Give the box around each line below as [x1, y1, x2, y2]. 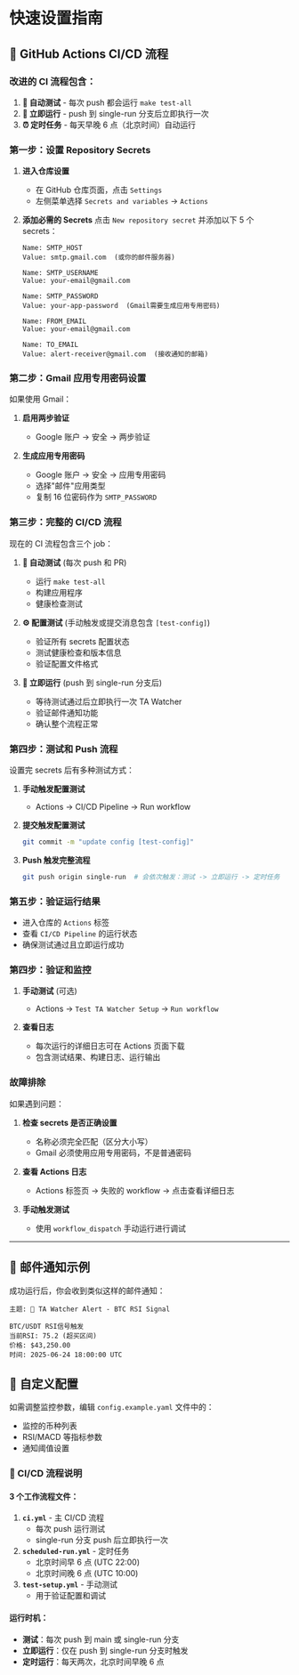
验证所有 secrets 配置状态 [35, 635, 131, 646]
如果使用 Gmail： [9, 393, 72, 405]
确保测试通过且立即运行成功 [21, 940, 125, 951]
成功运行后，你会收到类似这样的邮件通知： [9, 1285, 166, 1296]
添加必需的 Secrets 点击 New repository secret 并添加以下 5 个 [21, 214, 255, 225]
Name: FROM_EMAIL [21, 317, 87, 326]
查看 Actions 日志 [21, 1166, 87, 1177]
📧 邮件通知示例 [9, 1260, 91, 1275]
